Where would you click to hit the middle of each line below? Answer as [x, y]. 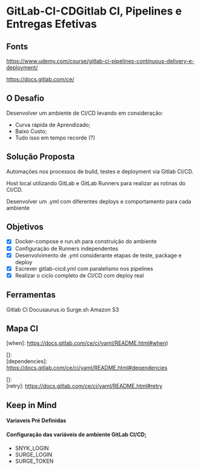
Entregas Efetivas [51, 24]
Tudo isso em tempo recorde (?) [55, 137]
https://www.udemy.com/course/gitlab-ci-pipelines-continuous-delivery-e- [100, 61]
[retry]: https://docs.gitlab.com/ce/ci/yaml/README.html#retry [84, 386]
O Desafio [25, 98]
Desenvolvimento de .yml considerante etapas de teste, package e [98, 255]
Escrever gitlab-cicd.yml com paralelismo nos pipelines [84, 268]
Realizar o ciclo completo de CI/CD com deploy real [79, 275]
